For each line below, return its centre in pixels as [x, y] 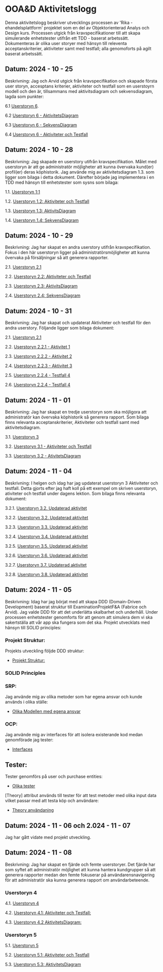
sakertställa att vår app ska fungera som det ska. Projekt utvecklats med [77, 622]
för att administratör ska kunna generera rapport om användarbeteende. [77, 880]
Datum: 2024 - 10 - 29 [39, 235]
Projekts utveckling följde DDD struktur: [45, 651]
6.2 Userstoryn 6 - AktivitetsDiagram [42, 115]
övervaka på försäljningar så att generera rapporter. [57, 258]
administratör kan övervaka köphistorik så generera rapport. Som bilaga [77, 417]
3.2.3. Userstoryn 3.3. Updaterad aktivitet [46, 527]
